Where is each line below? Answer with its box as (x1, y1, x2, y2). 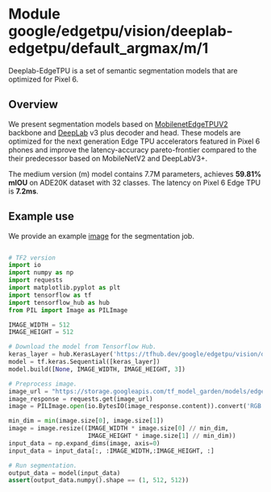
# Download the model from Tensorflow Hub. (8, 343, 157, 351)
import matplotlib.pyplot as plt (8, 284, 121, 292)
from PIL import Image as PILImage (8, 306, 128, 315)
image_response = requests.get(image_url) (8, 394, 153, 403)
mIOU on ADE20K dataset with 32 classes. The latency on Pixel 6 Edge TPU (8, 177, 261, 187)
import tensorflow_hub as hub (8, 298, 110, 306)
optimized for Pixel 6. (8, 74, 79, 84)
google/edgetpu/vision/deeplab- (8, 22, 234, 40)
